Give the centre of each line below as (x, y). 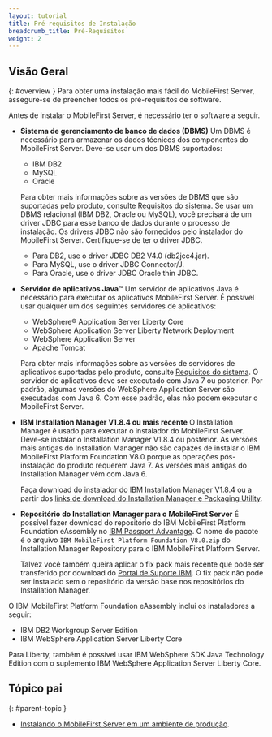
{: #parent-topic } (38, 708)
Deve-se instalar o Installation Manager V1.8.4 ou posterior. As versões (139, 440)
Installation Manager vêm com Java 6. (84, 474)
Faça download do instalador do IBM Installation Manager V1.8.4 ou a (136, 490)
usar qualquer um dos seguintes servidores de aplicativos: (118, 306)
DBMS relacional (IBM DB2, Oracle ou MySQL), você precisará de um (136, 214)
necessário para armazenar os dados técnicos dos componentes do (134, 140)
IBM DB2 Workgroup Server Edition (79, 631)
